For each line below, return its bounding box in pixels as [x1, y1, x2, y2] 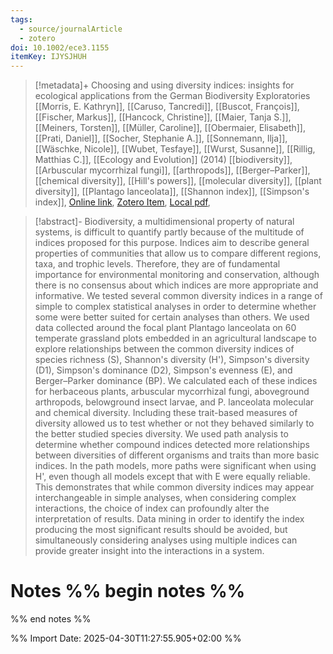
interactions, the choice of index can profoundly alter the [34, 502, 270, 515]
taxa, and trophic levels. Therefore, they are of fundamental [34, 258, 281, 270]
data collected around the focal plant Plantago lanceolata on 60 [34, 322, 297, 334]
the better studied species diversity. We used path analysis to [34, 428, 289, 440]
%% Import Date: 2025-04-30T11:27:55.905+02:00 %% [10, 632, 242, 645]
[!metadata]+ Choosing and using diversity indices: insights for [34, 79, 295, 91]
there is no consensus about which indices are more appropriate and [34, 279, 319, 291]
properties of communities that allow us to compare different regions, [34, 247, 322, 260]
